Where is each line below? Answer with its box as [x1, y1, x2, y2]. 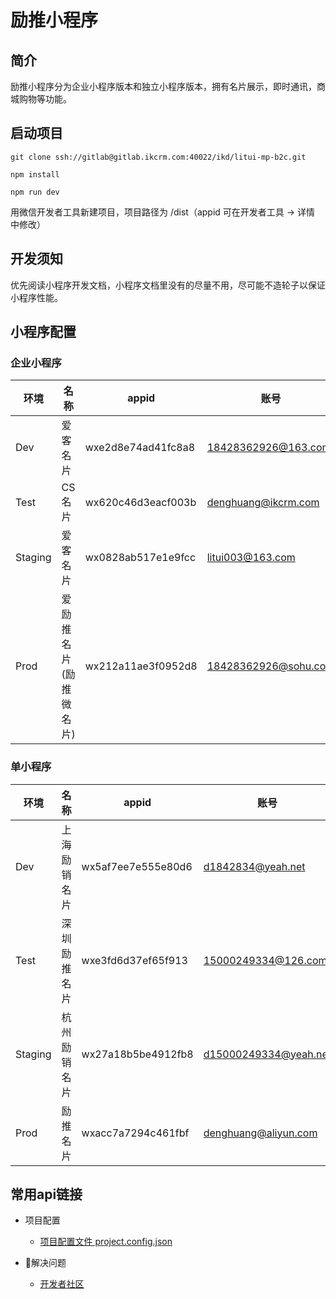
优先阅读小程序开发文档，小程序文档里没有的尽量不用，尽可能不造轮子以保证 [10, 279, 326, 291]
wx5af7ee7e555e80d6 [81, 859, 193, 873]
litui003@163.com [206, 551, 296, 565]
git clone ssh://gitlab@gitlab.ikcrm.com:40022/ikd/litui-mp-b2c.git [10, 152, 307, 162]
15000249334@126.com [203, 953, 328, 967]
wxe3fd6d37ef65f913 [81, 953, 188, 967]
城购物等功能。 [10, 93, 72, 105]
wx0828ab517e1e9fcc [84, 551, 197, 565]
